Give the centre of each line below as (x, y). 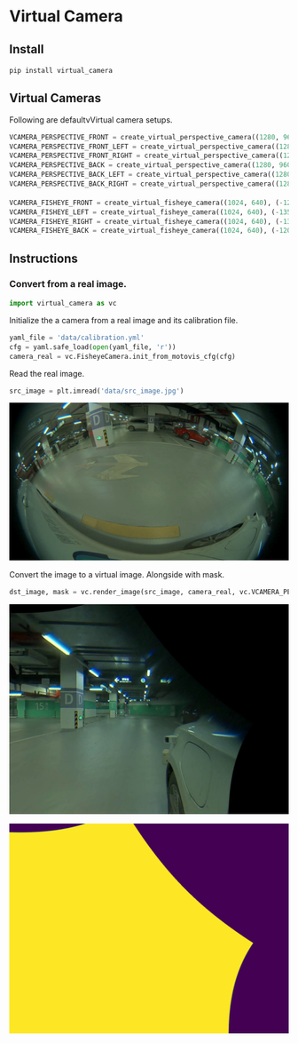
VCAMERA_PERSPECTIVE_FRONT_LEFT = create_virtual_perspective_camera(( (144, 147)
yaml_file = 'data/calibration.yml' (77, 338)
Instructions (43, 258)
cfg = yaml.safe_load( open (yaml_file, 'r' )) (93, 347)
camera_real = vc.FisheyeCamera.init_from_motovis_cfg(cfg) (123, 356)
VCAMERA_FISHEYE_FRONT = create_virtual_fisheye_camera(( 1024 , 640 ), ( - (146, 203)
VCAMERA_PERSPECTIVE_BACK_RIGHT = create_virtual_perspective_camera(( (144, 184)
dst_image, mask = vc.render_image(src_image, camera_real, (123, 592)
